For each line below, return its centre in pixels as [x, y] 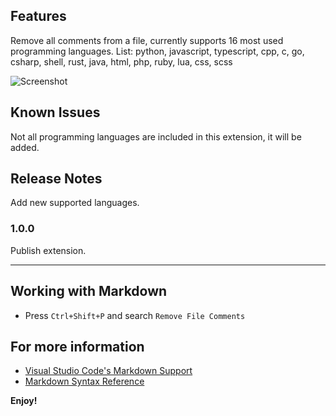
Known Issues [55, 112]
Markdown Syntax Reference [84, 381]
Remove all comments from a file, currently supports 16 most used [147, 40]
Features [38, 16]
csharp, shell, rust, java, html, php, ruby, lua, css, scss [121, 61]
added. [25, 147]
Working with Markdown [89, 291]
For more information [77, 346]
